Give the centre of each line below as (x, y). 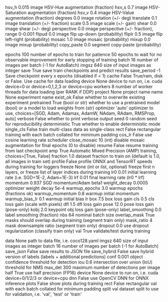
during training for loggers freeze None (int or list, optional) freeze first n (80, 167)
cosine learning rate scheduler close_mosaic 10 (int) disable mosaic (75, 140)
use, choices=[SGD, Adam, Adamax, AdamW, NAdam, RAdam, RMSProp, (80, 113)
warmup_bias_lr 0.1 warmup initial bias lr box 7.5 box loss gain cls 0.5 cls (80, 199)
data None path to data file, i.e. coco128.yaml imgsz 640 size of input (77, 241)
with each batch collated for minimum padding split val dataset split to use (82, 289)
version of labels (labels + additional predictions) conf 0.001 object (74, 257)
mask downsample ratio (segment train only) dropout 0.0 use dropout (77, 225)
